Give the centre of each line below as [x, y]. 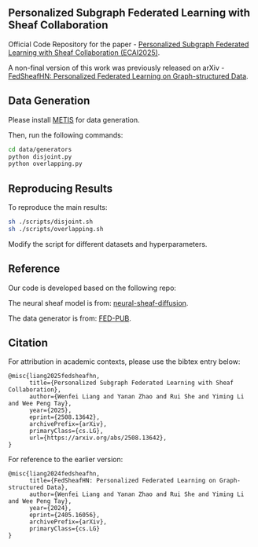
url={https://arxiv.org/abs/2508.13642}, [98, 438]
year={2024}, [50, 508]
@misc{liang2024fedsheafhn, [54, 474]
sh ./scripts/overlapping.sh [56, 229]
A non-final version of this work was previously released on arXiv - [116, 68]
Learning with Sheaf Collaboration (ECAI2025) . [84, 52]
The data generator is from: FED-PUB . [70, 318]
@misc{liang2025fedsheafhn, [54, 376]
